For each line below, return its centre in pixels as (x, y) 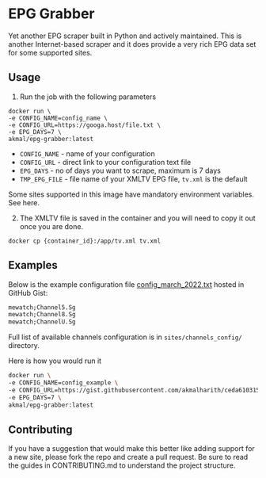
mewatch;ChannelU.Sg (42, 322)
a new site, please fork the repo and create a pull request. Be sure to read (128, 457)
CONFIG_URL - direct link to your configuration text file (105, 162)
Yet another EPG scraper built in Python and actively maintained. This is (125, 36)
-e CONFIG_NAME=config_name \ (58, 118)
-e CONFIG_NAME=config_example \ (63, 383)
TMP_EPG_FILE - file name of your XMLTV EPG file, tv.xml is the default (133, 178)
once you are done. (51, 226)
